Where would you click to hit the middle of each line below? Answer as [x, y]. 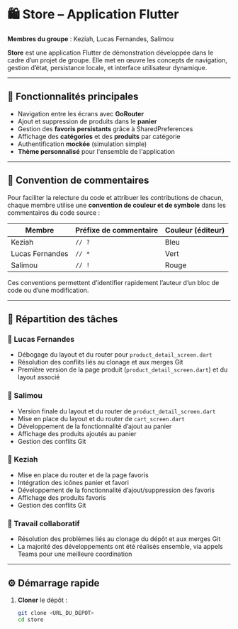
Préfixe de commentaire [117, 230]
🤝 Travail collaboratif [44, 523]
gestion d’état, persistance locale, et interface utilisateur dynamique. [107, 67]
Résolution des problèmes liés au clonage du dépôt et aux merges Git [119, 539]
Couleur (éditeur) [195, 230]
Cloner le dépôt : [42, 600]
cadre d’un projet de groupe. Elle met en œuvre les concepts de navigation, [118, 60]
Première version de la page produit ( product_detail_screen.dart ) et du [123, 369]
